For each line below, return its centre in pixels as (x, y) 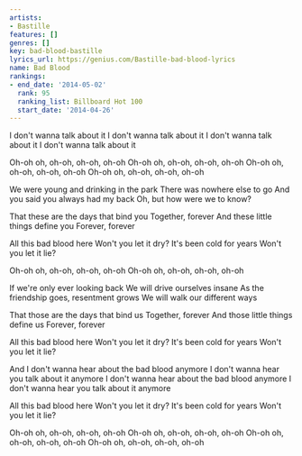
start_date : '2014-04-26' (66, 110)
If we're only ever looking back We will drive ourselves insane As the (137, 288)
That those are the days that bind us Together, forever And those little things (151, 315)
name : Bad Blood (40, 68)
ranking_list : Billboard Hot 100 (80, 101)
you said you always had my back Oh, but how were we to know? (131, 199)
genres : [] (30, 43)
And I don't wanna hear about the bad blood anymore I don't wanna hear (144, 369)
